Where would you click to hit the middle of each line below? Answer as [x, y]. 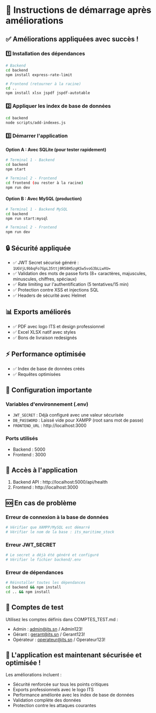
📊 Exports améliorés [38, 312]
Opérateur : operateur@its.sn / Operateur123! [59, 640]
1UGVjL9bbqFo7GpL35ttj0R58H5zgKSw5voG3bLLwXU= [62, 268]
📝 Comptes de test [35, 607]
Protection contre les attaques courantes [54, 706]
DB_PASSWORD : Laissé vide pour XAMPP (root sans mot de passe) [78, 420]
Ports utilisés [22, 438]
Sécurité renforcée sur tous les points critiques [61, 684]
